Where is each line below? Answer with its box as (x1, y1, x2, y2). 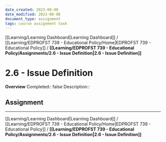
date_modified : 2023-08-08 (5, 12, 61, 17)
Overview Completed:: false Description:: (5, 84, 90, 90)
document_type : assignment (5, 16, 61, 21)
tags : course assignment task (5, 21, 68, 26)
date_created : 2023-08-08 (5, 7, 58, 12)
